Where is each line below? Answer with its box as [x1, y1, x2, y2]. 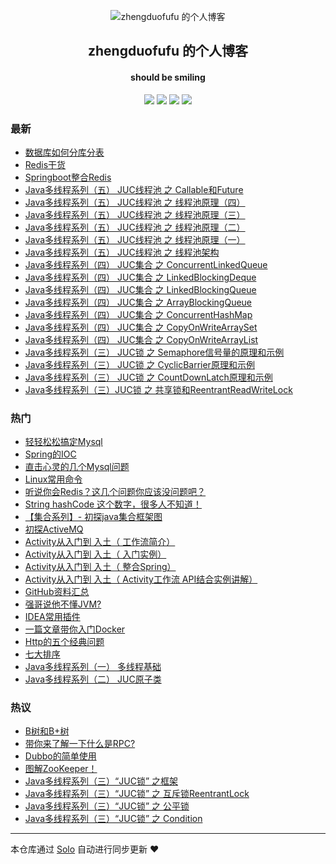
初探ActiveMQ [24, 523, 84, 535]
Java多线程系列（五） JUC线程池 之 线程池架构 [24, 246, 220, 258]
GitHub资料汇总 [24, 586, 90, 598]
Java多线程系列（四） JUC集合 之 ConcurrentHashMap [24, 308, 253, 320]
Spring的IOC [24, 448, 77, 460]
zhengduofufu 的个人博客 [88, 43, 248, 60]
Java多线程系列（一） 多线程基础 [24, 661, 162, 673]
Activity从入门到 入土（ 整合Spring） [24, 561, 177, 573]
